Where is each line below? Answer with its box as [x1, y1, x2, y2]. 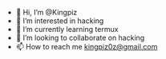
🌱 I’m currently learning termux [15, 25, 119, 33]
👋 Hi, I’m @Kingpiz [15, 8, 78, 17]
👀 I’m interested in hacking [15, 16, 104, 26]
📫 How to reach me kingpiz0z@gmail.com [15, 42, 158, 51]
